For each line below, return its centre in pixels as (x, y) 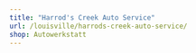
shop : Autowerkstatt (48, 34)
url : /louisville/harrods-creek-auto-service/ (98, 26)
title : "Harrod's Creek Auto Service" (82, 18)
